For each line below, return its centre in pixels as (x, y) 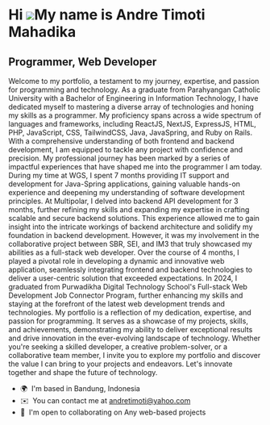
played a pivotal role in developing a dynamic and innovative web (116, 261)
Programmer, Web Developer (83, 62)
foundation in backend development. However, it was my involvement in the (134, 235)
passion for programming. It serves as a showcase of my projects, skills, (128, 321)
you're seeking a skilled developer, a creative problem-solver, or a (118, 347)
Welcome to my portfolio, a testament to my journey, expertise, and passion (134, 81)
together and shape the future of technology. (83, 372)
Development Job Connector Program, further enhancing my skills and (126, 295)
